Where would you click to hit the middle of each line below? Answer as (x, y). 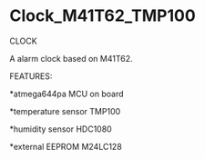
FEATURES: (31, 76)
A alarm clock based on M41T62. (71, 58)
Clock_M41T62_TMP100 (102, 16)
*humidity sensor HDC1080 (61, 129)
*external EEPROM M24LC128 (66, 146)
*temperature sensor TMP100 (65, 111)
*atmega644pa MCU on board (67, 94)
